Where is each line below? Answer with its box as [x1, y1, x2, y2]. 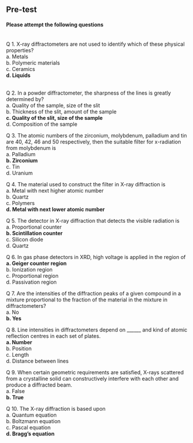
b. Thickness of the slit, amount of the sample [6, 108, 117, 115]
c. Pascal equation [6, 424, 51, 431]
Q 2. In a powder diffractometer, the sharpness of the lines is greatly [6, 89, 171, 96]
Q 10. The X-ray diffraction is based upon [6, 405, 106, 412]
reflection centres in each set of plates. [6, 332, 101, 340]
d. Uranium [6, 169, 33, 176]
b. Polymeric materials [6, 59, 60, 66]
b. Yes [6, 314, 22, 322]
